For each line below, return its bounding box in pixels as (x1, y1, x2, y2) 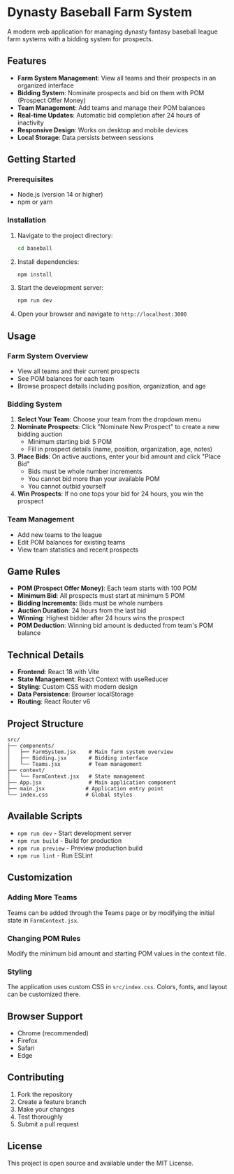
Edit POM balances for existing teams (17, 538, 126, 546)
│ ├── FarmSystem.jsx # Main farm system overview (7, 748, 173, 756)
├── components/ (7, 743, 54, 750)
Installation (7, 215, 47, 225)
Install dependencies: (17, 257, 80, 266)
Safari (17, 1044, 35, 1052)
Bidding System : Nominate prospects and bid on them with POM (17, 88, 205, 97)
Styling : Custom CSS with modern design (17, 683, 138, 691)
